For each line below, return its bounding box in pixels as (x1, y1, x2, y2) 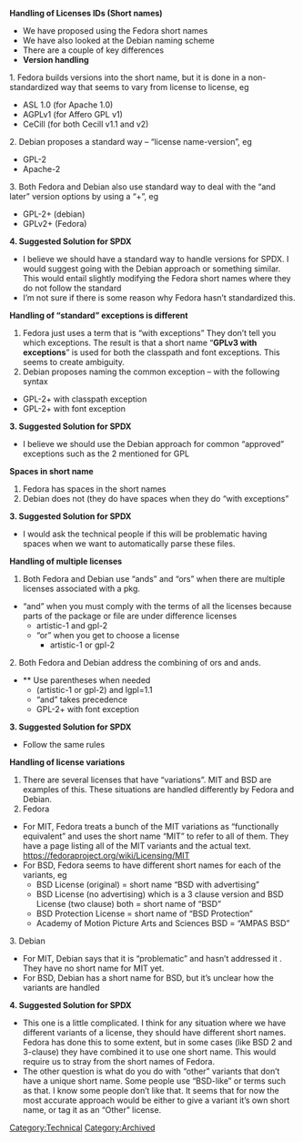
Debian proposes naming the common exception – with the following (22, 366, 280, 377)
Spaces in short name (9, 466, 94, 476)
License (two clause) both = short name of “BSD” (35, 899, 221, 909)
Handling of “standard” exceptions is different (9, 310, 188, 321)
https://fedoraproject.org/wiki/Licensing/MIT (22, 851, 190, 861)
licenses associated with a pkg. (22, 583, 141, 594)
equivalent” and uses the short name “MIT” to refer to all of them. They (22, 831, 289, 841)
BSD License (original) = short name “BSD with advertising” (35, 879, 259, 890)
